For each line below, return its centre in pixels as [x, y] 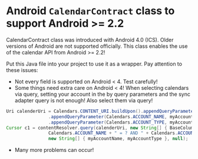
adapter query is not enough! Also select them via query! [84, 100]
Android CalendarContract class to [90, 11]
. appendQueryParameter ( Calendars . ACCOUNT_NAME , [108, 116]
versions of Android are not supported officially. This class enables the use [97, 46]
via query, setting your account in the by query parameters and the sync [102, 94]
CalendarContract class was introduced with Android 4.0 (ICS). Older [90, 40]
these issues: [22, 70]
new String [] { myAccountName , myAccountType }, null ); [118, 139]
